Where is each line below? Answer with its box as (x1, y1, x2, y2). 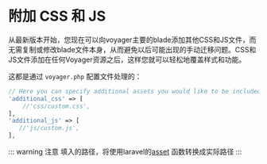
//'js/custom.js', (18, 124, 80, 132)
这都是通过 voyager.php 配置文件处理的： (8, 71, 142, 81)
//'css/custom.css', (22, 102, 91, 110)
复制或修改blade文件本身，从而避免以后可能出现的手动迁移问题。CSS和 (21, 44, 257, 54)
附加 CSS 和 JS (8, 7, 106, 25)
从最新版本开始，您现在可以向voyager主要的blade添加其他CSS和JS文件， (8, 35, 250, 44)
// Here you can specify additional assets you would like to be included (8, 87, 261, 95)
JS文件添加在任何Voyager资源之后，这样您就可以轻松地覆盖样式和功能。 (8, 55, 246, 64)
